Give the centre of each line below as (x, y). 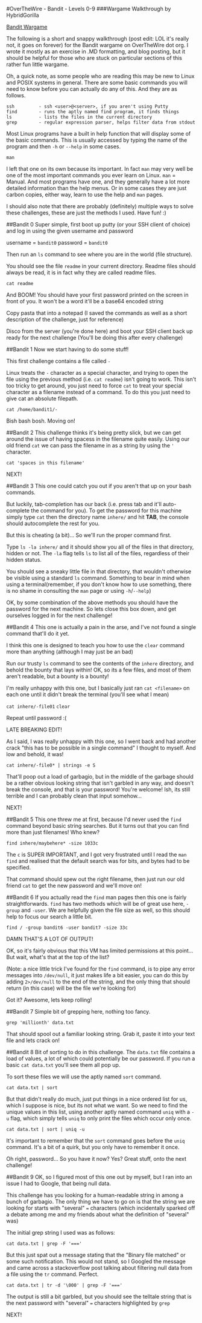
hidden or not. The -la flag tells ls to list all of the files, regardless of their (98, 553)
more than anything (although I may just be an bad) (70, 652)
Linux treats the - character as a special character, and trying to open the (97, 373)
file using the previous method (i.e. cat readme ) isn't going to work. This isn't (101, 379)
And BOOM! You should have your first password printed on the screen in (97, 295)
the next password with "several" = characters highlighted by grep (88, 1303)
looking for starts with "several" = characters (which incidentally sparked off (101, 1208)
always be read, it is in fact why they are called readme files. (81, 272)
